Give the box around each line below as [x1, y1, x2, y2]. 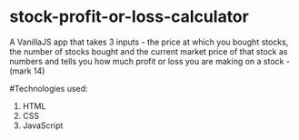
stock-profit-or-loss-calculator [9, 6, 250, 27]
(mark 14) [9, 65, 45, 76]
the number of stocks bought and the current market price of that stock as [9, 45, 288, 56]
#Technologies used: [9, 83, 88, 94]
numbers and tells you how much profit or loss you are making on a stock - [9, 55, 291, 66]
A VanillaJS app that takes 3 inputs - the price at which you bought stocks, [9, 36, 289, 47]
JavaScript [22, 120, 64, 131]
